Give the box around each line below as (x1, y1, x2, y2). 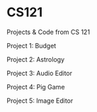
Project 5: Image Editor (6, 96, 74, 105)
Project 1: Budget (6, 41, 57, 50)
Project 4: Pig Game (6, 82, 65, 91)
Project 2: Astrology (6, 55, 65, 64)
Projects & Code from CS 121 (6, 28, 90, 36)
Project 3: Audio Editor (6, 69, 72, 77)
